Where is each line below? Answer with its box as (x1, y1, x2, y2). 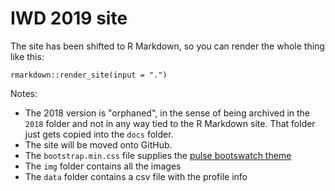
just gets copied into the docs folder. (24, 128, 174, 140)
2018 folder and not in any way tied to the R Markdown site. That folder (24, 117, 316, 129)
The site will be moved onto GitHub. (24, 138, 173, 151)
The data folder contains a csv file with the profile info (24, 170, 248, 182)
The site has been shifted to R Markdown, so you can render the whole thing (10, 40, 325, 52)
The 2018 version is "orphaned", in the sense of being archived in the (24, 107, 311, 119)
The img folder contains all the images (24, 160, 182, 172)
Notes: (10, 87, 38, 99)
